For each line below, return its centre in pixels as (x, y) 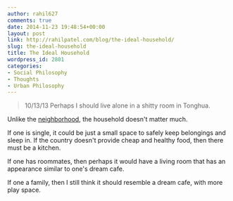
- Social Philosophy (38, 72)
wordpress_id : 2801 (36, 60)
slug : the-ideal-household (47, 46)
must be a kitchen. (34, 148)
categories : (25, 66)
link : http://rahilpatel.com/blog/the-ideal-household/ (91, 40)
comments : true (30, 20)
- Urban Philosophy (36, 86)
